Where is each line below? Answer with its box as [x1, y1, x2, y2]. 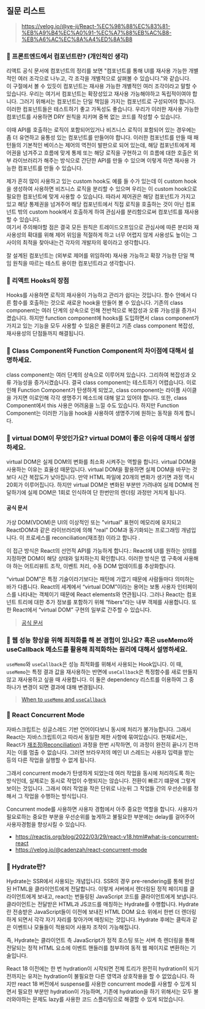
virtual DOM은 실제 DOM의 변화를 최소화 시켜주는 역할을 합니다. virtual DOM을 [6, 458, 196, 465]
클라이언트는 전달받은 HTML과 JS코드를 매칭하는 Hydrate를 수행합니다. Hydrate [6, 900, 199, 908]
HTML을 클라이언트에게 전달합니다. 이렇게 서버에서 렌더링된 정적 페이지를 [12, 885, 188, 892]
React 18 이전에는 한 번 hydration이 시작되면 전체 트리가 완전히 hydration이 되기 [6, 965, 199, 972]
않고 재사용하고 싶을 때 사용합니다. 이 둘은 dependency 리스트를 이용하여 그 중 [6, 675, 195, 683]
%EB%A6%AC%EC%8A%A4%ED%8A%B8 [21, 36, 133, 43]
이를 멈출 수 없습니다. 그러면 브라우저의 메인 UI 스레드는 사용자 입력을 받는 [17, 748, 195, 756]
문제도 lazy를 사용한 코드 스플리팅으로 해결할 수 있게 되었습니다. [32, 996, 185, 1003]
